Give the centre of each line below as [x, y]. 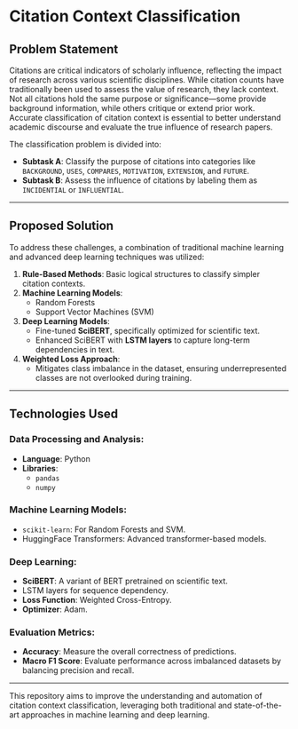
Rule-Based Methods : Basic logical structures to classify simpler [141, 273]
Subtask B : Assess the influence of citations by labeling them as [140, 180]
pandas [47, 478]
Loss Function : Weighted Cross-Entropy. [97, 600]
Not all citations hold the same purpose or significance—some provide [138, 99]
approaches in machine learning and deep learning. [115, 715]
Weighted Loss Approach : [71, 359]
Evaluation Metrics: [52, 632]
